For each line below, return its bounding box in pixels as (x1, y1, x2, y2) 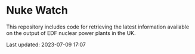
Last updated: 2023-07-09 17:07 (6, 41, 86, 48)
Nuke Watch (6, 4, 69, 17)
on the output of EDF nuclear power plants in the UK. (6, 29, 136, 36)
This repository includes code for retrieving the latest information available (6, 23, 190, 30)
